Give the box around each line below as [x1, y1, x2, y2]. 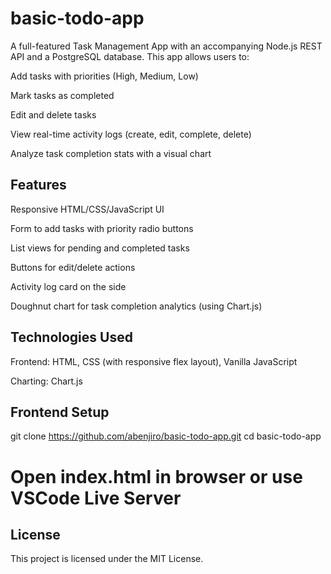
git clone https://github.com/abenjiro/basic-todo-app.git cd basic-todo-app [10, 430, 322, 442]
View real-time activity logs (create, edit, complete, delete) [10, 128, 252, 140]
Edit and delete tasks [10, 108, 97, 121]
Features [10, 177, 67, 194]
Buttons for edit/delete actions [10, 261, 136, 273]
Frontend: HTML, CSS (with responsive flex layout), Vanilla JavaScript [10, 355, 298, 367]
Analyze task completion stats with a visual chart [10, 147, 212, 159]
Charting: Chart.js [10, 375, 83, 387]
